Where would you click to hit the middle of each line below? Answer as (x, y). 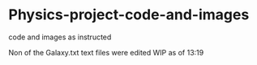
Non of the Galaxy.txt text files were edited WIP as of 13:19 (106, 52)
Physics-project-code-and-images (129, 15)
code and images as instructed (60, 37)
